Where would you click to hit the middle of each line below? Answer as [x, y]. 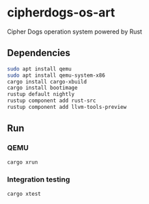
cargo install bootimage [42, 88]
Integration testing [39, 179]
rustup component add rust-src [52, 101]
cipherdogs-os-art [61, 13]
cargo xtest [24, 194]
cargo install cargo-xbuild [47, 81]
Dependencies [39, 53]
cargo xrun [23, 162]
